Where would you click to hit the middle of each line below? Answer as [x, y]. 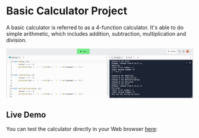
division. [16, 40]
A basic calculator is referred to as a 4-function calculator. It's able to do [95, 27]
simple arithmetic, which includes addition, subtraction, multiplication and [96, 33]
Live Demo [26, 115]
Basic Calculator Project [67, 11]
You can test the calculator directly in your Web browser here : [82, 129]
